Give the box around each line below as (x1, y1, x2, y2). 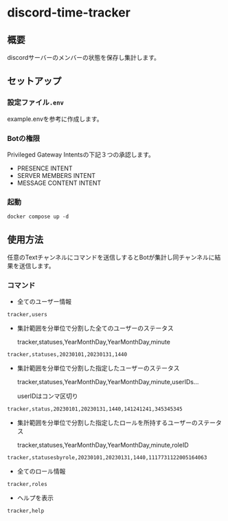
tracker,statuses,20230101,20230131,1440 (7, 351, 128, 358)
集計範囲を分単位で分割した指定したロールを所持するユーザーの (16, 419, 198, 427)
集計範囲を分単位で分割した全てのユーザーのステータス (16, 324, 174, 333)
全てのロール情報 (16, 467, 66, 476)
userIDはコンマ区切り (16, 392, 78, 400)
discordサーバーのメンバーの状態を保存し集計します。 (7, 54, 160, 61)
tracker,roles (7, 481, 48, 488)
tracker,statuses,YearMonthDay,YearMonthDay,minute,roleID (16, 441, 189, 450)
